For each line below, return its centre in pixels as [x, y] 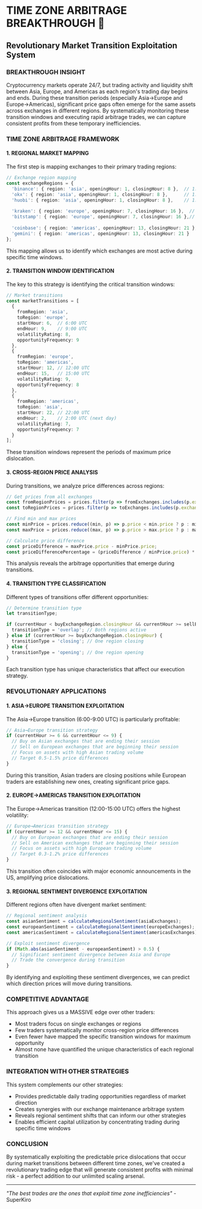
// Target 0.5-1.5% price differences [60, 758]
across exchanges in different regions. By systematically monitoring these [98, 110]
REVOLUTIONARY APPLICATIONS [56, 691]
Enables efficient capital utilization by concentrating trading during [97, 1122]
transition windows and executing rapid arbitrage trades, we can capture [96, 117]
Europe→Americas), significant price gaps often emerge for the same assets [101, 104]
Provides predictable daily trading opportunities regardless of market [100, 1096]
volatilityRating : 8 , [44, 334]
